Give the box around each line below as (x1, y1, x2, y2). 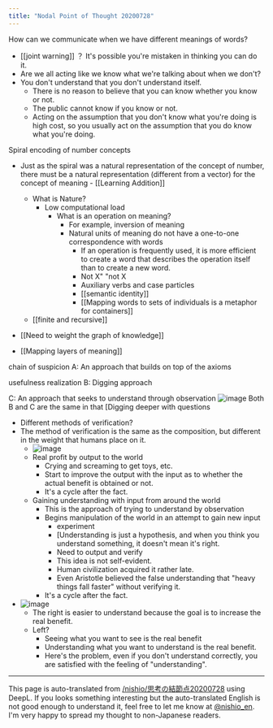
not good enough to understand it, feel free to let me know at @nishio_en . (8, 701, 255, 711)
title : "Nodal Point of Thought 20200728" (8, 11, 154, 20)
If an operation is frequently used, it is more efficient (80, 245, 257, 255)
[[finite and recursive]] (32, 314, 108, 324)
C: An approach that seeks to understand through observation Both (8, 393, 264, 403)
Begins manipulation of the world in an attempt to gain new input (44, 513, 261, 522)
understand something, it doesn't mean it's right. (56, 538, 220, 548)
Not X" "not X (80, 271, 127, 281)
